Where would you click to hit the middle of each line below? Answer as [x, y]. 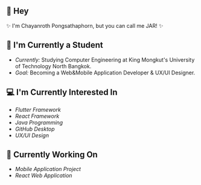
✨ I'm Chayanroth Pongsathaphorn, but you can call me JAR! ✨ [85, 25]
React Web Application [43, 175]
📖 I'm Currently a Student [55, 45]
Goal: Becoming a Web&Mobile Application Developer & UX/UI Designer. [105, 73]
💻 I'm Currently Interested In [62, 92]
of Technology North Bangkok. [53, 66]
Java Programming [39, 123]
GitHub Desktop [35, 129]
